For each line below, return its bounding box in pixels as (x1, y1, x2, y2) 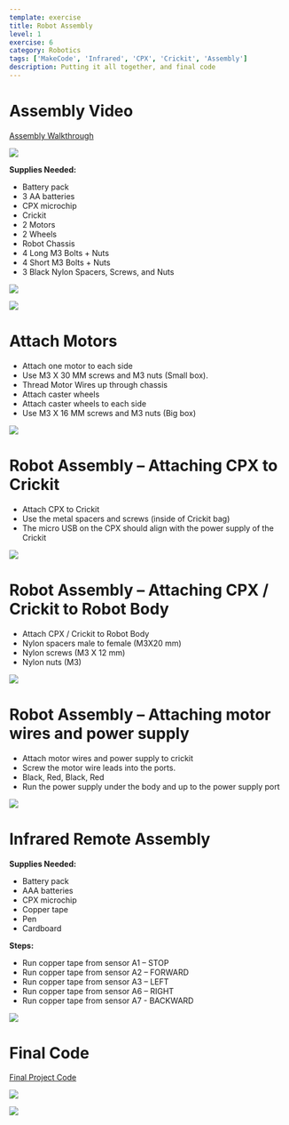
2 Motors (21, 219, 56, 229)
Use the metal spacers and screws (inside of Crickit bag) (21, 513, 230, 524)
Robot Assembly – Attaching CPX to (9, 455, 278, 476)
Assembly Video (9, 101, 134, 121)
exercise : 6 (9, 37, 53, 47)
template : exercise (9, 12, 82, 22)
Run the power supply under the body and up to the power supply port (21, 781, 281, 792)
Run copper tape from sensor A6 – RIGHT (21, 985, 175, 996)
